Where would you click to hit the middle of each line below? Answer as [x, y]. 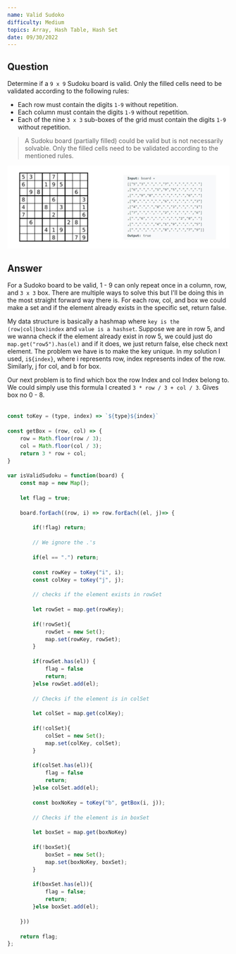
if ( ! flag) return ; [60, 528]
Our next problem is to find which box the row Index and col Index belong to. [118, 380]
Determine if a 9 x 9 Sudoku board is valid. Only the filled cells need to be [114, 84]
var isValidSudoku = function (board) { [66, 476]
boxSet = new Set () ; [75, 855]
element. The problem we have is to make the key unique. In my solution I [114, 352]
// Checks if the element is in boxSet [91, 817]
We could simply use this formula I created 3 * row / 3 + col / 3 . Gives [113, 388]
